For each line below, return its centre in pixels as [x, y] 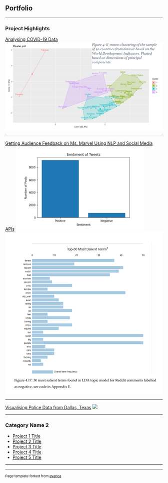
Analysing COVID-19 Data [31, 39]
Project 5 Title [27, 457]
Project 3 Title [27, 447]
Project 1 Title [26, 436]
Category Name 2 [27, 425]
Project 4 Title [27, 452]
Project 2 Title [27, 441]
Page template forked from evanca [33, 476]
